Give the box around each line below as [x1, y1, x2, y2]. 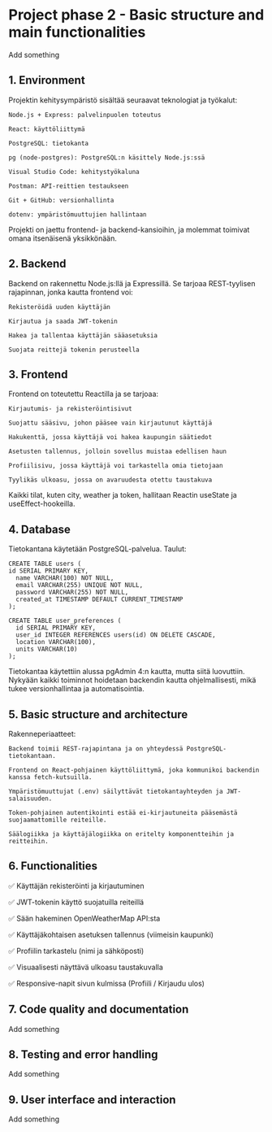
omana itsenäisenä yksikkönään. [8, 233, 118, 243]
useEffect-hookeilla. [8, 499, 76, 509]
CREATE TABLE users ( [8, 559, 82, 568]
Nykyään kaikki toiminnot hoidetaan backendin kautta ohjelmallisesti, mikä [8, 675, 257, 685]
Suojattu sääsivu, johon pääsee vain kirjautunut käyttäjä [8, 419, 213, 428]
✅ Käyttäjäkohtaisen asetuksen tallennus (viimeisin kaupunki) [8, 930, 214, 939]
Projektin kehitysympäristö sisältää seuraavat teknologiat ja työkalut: [8, 95, 238, 105]
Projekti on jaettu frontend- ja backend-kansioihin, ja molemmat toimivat [8, 224, 250, 234]
